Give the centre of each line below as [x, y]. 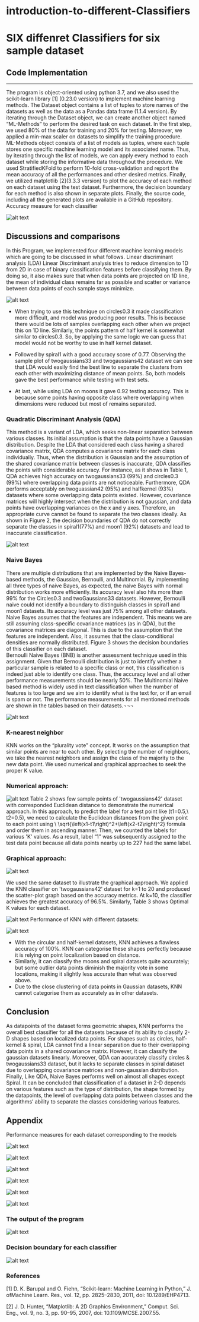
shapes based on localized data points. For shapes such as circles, [93, 1039]
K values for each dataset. [38, 908]
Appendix [25, 1120]
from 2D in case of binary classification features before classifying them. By [99, 269]
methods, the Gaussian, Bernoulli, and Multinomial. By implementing [106, 579]
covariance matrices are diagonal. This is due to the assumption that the [94, 630]
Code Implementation [47, 72]
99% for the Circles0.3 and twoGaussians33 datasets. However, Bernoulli [96, 598]
